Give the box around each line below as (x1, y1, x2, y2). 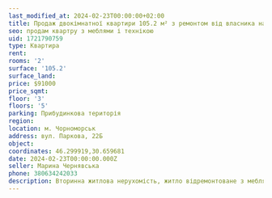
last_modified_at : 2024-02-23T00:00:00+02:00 (8, 11, 164, 20)
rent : (8, 49, 27, 57)
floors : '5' (8, 102, 49, 110)
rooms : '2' (8, 57, 45, 65)
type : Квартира (8, 42, 60, 50)
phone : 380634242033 (8, 170, 79, 178)
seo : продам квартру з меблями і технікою (8, 27, 154, 35)
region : (8, 117, 35, 125)
